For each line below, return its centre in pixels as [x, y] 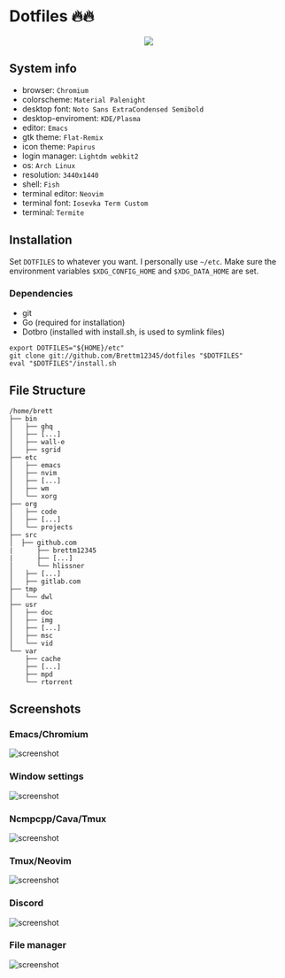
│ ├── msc [31, 635]
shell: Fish [41, 184]
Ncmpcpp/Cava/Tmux [58, 819]
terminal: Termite [53, 212]
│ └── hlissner [47, 566]
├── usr [23, 605]
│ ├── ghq [31, 427]
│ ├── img [31, 620]
